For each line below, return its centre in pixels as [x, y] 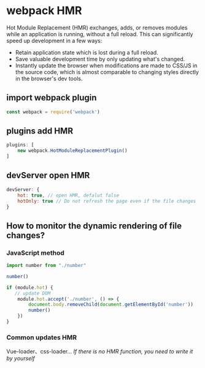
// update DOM [33, 293]
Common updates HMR [42, 337]
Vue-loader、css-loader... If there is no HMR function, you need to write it [100, 351]
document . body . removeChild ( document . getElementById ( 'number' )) [111, 305]
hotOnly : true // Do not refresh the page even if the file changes [107, 201]
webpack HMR [44, 11]
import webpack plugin [52, 98]
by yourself [21, 358]
